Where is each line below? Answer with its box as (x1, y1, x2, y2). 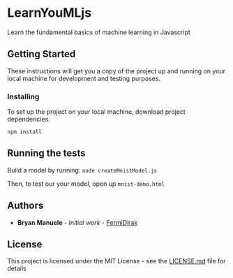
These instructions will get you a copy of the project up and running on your (7, 66, 225, 75)
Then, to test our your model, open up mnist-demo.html (7, 180, 165, 188)
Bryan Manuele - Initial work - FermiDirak (17, 218, 138, 226)
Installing (7, 92, 40, 101)
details (7, 264, 27, 273)
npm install (7, 129, 42, 136)
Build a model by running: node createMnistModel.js (7, 166, 158, 174)
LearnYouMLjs (7, 5, 92, 21)
